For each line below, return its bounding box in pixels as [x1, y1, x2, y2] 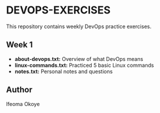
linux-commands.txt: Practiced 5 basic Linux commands [14, 61, 154, 69]
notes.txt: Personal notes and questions [14, 68, 113, 75]
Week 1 [6, 40, 33, 50]
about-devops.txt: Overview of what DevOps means [14, 55, 144, 62]
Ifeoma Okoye [6, 100, 40, 107]
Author [6, 85, 32, 95]
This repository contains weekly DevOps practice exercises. [6, 23, 152, 30]
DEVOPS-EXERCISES [6, 4, 111, 17]
